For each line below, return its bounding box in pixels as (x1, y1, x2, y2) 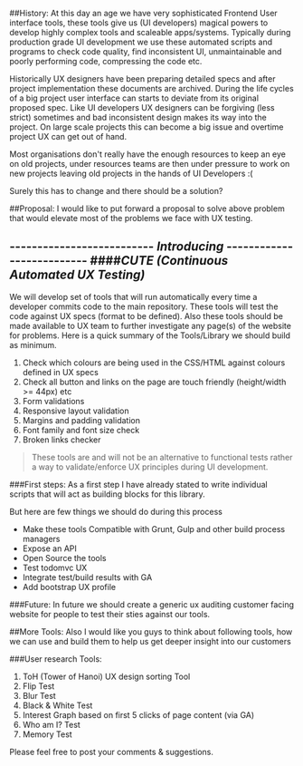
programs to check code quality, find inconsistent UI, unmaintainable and (9, 46, 282, 57)
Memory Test (22, 729, 72, 740)
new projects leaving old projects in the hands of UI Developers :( (9, 168, 253, 179)
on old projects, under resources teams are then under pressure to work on (9, 159, 290, 169)
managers (22, 533, 61, 544)
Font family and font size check (22, 424, 140, 435)
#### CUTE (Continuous (90, 253, 229, 268)
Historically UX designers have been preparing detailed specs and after (9, 73, 276, 84)
